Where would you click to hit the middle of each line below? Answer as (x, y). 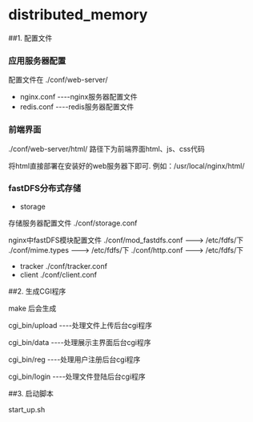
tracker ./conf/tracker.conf (64, 266)
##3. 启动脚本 (31, 393)
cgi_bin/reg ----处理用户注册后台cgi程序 (74, 359)
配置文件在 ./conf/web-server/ (58, 80)
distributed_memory (78, 15)
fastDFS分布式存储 (45, 189)
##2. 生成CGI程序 (37, 291)
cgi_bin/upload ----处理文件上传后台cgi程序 (80, 325)
